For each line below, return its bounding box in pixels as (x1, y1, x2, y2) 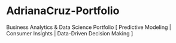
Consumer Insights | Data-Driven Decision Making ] (6, 29, 133, 37)
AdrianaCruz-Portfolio (6, 4, 120, 18)
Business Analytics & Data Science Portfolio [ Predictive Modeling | (6, 24, 172, 31)
